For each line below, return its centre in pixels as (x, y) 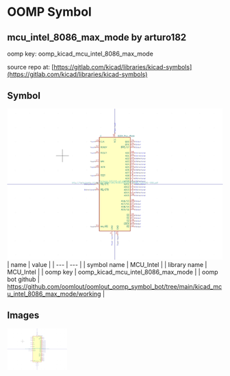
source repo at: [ (30, 67)
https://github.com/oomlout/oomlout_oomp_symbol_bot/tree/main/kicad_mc (115, 286)
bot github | (23, 279)
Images (23, 315)
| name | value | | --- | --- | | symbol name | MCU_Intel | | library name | (107, 264)
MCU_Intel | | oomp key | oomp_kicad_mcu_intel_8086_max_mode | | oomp (113, 272)
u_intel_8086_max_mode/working (54, 294)
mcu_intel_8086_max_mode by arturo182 (97, 37)
